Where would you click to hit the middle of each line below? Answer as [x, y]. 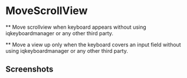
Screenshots [29, 69]
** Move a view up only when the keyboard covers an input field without [93, 45]
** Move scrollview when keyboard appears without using [76, 27]
